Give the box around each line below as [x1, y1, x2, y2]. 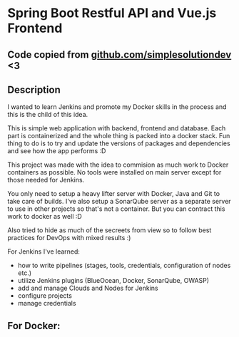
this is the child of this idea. [7, 110, 88, 119]
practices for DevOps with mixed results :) [7, 234, 131, 242]
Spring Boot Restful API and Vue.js [7, 5, 217, 21]
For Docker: [7, 319, 61, 332]
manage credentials [17, 299, 76, 308]
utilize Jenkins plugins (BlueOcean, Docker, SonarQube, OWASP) [17, 276, 209, 285]
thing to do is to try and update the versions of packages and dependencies [7, 139, 230, 147]
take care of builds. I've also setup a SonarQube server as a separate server [7, 197, 231, 206]
